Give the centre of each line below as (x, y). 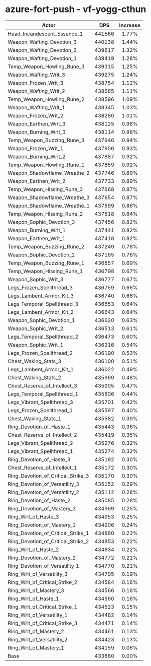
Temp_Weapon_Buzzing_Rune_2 (46, 246)
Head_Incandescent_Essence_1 (45, 34)
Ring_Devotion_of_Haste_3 (39, 459)
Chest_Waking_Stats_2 (35, 377)
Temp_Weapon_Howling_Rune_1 (46, 165)
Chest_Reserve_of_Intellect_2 (43, 435)
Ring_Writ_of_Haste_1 (33, 598)
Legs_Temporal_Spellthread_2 (43, 337)
